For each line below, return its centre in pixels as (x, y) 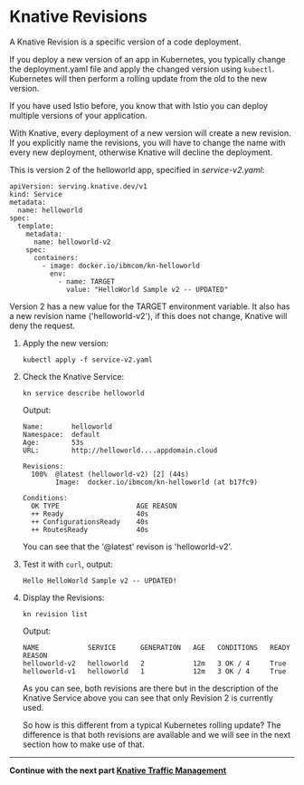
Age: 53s (53, 442)
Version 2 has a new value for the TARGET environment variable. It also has (150, 306)
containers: (56, 257)
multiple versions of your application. (78, 115)
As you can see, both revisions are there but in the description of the (150, 688)
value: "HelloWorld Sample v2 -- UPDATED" (147, 289)
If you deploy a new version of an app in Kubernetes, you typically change (148, 59)
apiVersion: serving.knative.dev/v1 (78, 186)
